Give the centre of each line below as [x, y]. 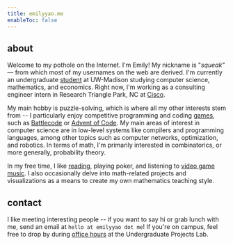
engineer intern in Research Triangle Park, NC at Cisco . [86, 95]
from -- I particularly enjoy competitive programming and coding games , [111, 116]
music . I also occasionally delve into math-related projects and [97, 173]
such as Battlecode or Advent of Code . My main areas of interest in [104, 123]
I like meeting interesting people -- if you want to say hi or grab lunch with [113, 219]
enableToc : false [32, 20]
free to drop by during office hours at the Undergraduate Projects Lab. [108, 235]
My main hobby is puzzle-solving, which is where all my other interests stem [116, 108]
